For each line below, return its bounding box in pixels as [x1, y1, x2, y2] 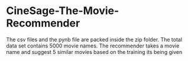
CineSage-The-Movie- [6, 4, 119, 18]
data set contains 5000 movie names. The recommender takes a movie [6, 42, 180, 49]
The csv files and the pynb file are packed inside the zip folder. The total [6, 36, 182, 43]
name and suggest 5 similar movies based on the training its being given [6, 48, 183, 55]
